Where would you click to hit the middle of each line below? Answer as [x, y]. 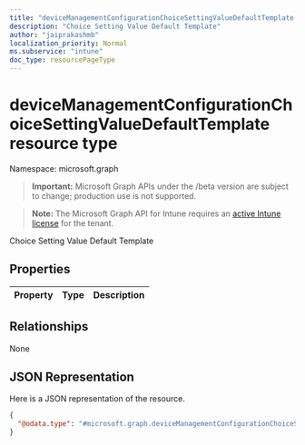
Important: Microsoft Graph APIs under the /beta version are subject [160, 186]
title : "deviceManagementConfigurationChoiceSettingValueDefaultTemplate [152, 18]
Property [34, 294]
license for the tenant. [73, 222]
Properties [40, 269]
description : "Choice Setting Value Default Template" [115, 26]
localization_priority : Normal [69, 43]
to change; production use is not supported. [114, 195]
